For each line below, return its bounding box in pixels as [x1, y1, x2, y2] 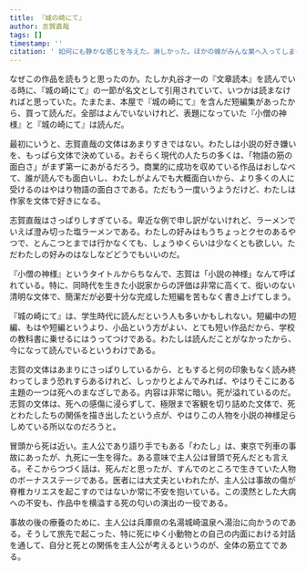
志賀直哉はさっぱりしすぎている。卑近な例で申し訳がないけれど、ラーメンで [9, 215, 296, 226]
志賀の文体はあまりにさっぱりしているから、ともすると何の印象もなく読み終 [9, 364, 297, 375]
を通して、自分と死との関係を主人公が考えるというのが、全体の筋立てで [9, 540, 280, 551]
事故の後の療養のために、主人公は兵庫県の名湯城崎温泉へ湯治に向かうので [9, 517, 289, 528]
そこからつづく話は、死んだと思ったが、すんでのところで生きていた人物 [25, 463, 297, 474]
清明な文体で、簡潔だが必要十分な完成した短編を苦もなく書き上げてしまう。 [9, 291, 296, 302]
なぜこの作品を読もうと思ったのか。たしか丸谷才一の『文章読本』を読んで [9, 74, 289, 85]
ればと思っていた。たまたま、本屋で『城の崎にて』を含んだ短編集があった [9, 97, 288, 108]
